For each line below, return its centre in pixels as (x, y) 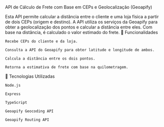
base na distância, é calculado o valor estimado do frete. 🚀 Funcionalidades (82, 32)
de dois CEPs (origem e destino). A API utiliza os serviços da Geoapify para (82, 22)
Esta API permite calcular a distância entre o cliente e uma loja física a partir (82, 16)
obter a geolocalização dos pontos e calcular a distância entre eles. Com (79, 27)
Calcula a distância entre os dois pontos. (50, 59)
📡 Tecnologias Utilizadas (30, 76)
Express (13, 94)
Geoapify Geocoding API (29, 111)
